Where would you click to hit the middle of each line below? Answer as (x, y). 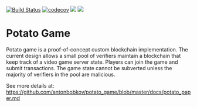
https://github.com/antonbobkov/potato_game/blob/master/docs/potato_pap (98, 92)
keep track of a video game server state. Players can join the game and (92, 62)
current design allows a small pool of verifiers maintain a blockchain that (94, 56)
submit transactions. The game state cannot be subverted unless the (89, 68)
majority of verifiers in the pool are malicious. (61, 74)
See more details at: (30, 85)
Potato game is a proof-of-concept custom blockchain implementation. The (97, 49)
